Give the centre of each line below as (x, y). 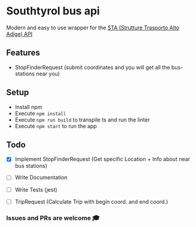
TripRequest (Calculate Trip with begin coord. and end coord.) (91, 201)
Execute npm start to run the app (56, 126)
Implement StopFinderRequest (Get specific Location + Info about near (102, 159)
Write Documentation (41, 177)
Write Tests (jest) (36, 189)
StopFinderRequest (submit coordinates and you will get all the (92, 67)
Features (23, 53)
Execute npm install (40, 113)
